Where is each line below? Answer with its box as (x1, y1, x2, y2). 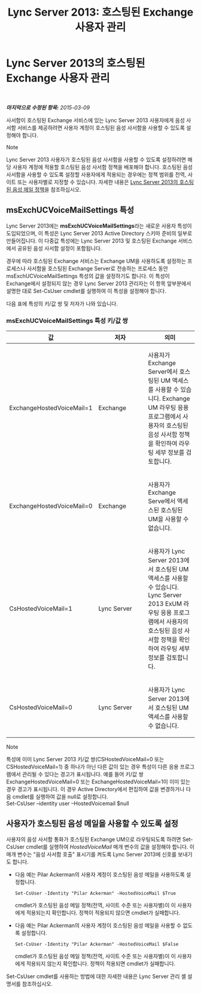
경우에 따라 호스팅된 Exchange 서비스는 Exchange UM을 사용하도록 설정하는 (6, 257, 187, 264)
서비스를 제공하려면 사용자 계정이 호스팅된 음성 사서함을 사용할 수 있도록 (17, 124, 185, 131)
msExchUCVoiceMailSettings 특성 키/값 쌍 (6, 316, 129, 325)
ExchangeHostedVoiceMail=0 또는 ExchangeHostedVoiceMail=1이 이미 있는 (6, 778, 190, 785)
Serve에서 (148, 497, 176, 505)
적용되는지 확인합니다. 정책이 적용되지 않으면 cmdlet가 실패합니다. (26, 909, 181, 916)
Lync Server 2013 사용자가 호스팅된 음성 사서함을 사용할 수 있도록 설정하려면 (6, 156, 187, 163)
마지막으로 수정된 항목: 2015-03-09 (6, 104, 90, 111)
